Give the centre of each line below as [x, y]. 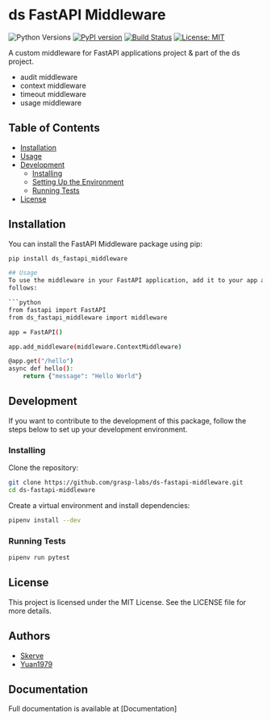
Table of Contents [54, 128]
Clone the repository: [44, 468]
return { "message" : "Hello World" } [83, 377]
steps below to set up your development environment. [98, 429]
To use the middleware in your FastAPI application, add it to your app [133, 281]
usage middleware [51, 102]
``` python [25, 303]
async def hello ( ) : [41, 369]
